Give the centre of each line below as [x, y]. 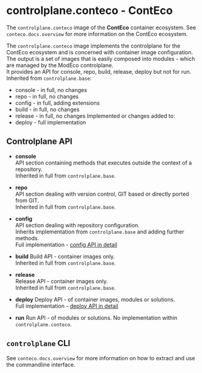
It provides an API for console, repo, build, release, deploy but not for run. [99, 71]
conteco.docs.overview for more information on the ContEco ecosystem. [97, 34]
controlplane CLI [38, 343]
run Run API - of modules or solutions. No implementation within [96, 318]
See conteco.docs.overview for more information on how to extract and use [101, 358]
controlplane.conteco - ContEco [89, 11]
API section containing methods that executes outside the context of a [103, 163]
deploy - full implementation [51, 122]
